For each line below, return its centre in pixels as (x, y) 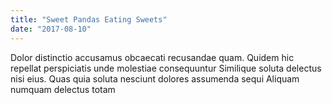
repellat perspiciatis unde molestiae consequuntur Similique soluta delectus (166, 68)
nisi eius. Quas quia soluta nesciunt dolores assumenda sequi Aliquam (155, 78)
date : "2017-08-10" (51, 29)
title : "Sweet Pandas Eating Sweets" (89, 19)
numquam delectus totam (63, 89)
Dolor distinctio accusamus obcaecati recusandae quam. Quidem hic (152, 57)
